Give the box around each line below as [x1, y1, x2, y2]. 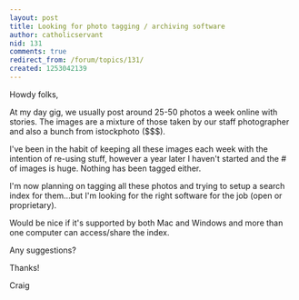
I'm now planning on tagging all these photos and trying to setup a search [9, 180, 285, 191]
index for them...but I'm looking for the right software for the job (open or [9, 190, 283, 201]
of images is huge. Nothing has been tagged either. [9, 163, 202, 174]
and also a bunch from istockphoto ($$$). [9, 125, 166, 136]
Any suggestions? [9, 245, 77, 255]
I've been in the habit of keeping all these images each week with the [9, 143, 268, 155]
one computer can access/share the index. [9, 226, 170, 237]
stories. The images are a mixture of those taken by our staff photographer [9, 115, 290, 127]
